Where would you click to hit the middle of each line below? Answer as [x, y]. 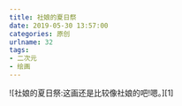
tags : [19, 50]
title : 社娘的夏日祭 [43, 17]
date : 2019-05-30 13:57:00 [59, 26]
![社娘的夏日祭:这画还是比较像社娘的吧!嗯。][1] [91, 93]
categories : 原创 [40, 34]
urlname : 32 [31, 42]
